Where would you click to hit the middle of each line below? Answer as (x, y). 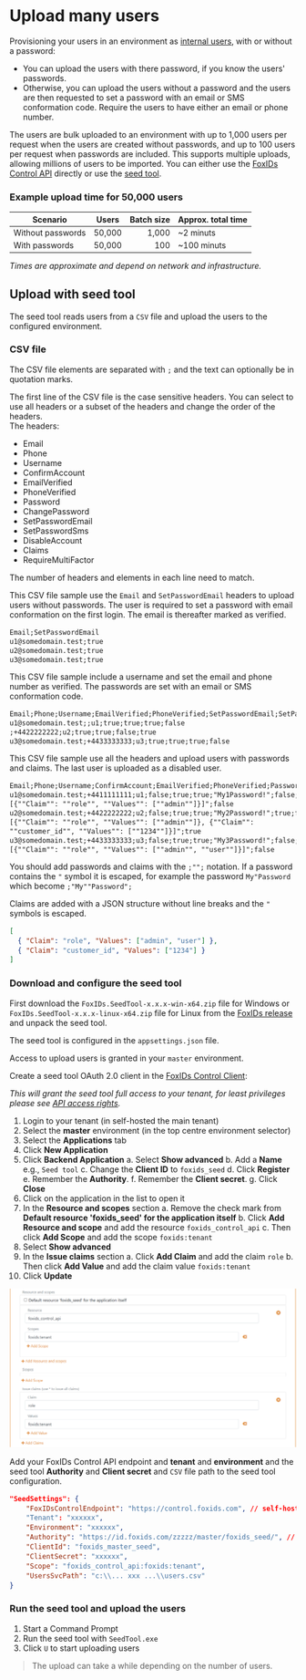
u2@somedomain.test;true (56, 650)
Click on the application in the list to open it (103, 1198)
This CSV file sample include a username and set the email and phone (141, 677)
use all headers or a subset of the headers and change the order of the (143, 406)
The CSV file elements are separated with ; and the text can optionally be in (152, 369)
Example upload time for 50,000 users (97, 197)
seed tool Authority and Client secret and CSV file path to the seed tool (143, 1471)
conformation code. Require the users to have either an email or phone (155, 107)
